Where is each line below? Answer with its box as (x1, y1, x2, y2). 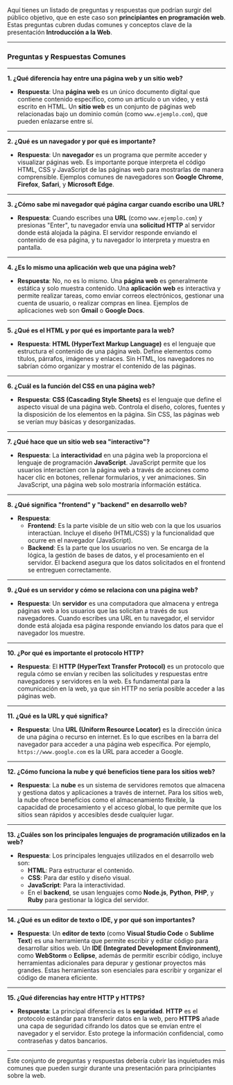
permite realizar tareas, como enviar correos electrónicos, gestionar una (17, 291, 224, 300)
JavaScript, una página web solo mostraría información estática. (17, 481, 202, 489)
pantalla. (17, 243, 42, 252)
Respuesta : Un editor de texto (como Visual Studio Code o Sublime (17, 929, 214, 938)
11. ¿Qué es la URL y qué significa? (7, 712, 108, 721)
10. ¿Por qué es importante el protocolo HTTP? (7, 649, 144, 657)
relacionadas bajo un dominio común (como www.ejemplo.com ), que (17, 110, 208, 118)
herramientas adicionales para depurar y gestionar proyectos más (17, 959, 206, 967)
